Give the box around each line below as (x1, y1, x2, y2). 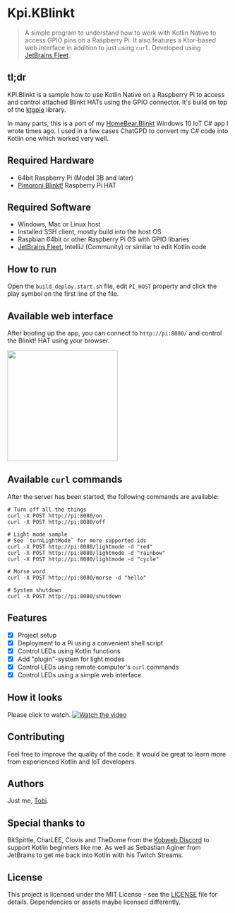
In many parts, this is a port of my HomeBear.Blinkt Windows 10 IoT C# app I (7, 119, 229, 127)
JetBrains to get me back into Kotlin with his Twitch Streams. (7, 851, 183, 859)
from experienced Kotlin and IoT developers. (7, 757, 136, 766)
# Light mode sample (7, 531, 68, 538)
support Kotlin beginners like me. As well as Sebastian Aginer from (7, 844, 201, 852)
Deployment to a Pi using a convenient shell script (17, 638, 164, 647)
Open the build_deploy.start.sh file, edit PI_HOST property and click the (7, 282, 217, 291)
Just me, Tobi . (7, 796, 49, 805)
